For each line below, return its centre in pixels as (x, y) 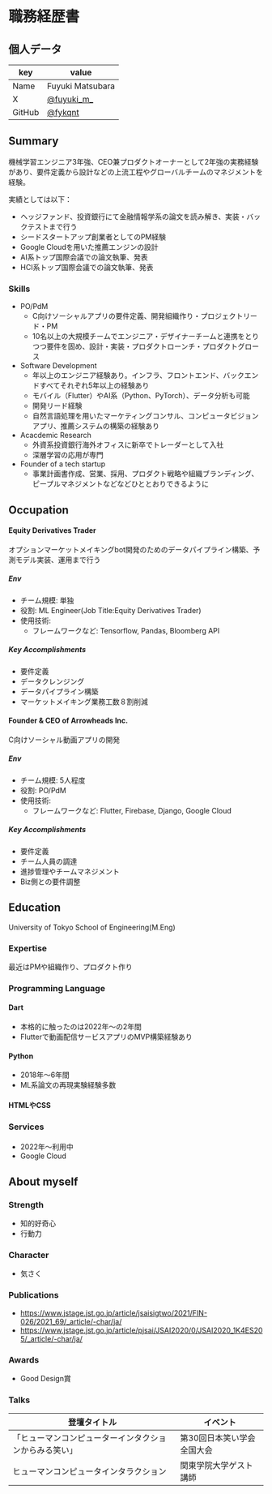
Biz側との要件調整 (50, 882)
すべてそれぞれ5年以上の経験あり (94, 385)
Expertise (28, 948)
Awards (24, 1359)
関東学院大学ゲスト (217, 1466)
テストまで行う (52, 226)
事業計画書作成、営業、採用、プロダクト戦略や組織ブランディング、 (145, 474)
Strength (26, 1204)
